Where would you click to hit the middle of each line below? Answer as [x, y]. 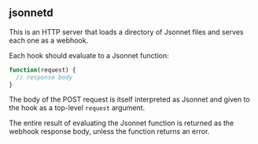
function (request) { [43, 70]
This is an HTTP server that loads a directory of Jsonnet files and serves [126, 31]
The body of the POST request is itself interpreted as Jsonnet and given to [129, 100]
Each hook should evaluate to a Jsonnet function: [89, 55]
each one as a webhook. [49, 40]
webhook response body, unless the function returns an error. [109, 131]
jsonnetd [31, 13]
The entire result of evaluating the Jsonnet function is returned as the [122, 123]
